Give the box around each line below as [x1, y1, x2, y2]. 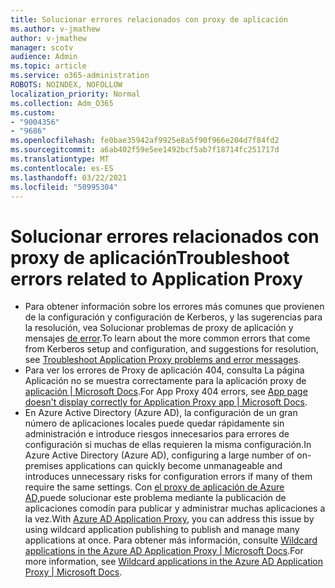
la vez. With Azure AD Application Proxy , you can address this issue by [24, 513, 315, 525]
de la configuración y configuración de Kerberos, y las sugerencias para [24, 311, 323, 323]
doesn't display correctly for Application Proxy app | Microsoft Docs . [24, 396, 308, 408]
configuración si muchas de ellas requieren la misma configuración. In [24, 439, 312, 451]
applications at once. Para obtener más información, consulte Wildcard [24, 534, 318, 546]
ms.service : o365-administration [10, 71, 150, 81]
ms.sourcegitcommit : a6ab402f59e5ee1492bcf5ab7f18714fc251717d [10, 145, 280, 155]
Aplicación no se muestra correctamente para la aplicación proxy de [24, 375, 307, 387]
